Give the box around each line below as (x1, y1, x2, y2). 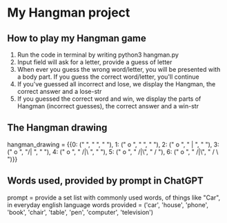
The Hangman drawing (7, 122, 108, 134)
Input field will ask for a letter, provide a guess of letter (17, 58, 172, 66)
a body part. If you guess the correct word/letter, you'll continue (17, 72, 199, 81)
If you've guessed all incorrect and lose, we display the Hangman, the (17, 80, 216, 88)
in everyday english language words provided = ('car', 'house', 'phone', (7, 200, 209, 209)
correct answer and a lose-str (17, 88, 102, 95)
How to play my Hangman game (7, 32, 147, 44)
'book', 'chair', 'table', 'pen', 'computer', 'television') (7, 208, 154, 216)
